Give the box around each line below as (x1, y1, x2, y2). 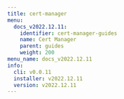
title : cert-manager (7, 10, 68, 17)
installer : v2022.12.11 (13, 75, 83, 82)
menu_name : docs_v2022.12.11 (7, 56, 92, 63)
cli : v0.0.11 (13, 68, 52, 75)
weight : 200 (20, 49, 55, 56)
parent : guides (20, 43, 64, 49)
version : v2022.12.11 (13, 82, 77, 89)
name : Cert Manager (20, 36, 77, 43)
